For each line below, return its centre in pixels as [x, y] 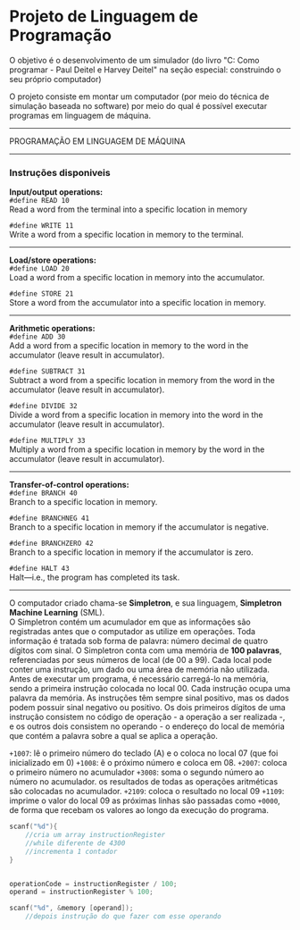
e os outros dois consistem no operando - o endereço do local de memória [147, 726]
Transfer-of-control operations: [69, 485]
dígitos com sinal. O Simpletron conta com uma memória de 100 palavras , [146, 650]
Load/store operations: [53, 260]
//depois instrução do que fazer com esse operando [123, 917]
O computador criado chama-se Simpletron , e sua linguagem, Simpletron [146, 603]
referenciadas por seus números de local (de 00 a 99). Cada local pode [141, 660]
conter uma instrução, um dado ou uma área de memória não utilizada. [140, 670]
